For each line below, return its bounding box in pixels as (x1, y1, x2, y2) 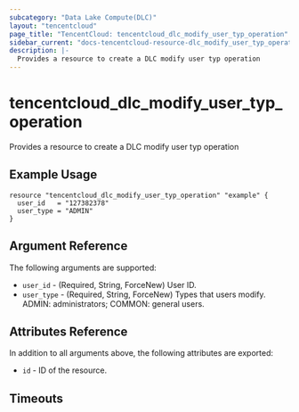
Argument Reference (9, 238, 128, 254)
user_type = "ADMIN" (17, 206, 93, 215)
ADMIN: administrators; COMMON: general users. (21, 298, 205, 309)
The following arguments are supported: (9, 262, 158, 273)
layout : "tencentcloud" (9, 21, 98, 30)
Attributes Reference (9, 324, 128, 339)
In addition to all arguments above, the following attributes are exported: (9, 348, 274, 358)
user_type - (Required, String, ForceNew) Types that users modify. (21, 289, 266, 300)
